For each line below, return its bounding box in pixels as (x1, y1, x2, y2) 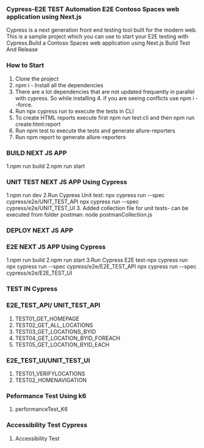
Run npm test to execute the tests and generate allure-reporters (15, 127, 175, 134)
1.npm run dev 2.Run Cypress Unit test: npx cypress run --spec (6, 192, 165, 199)
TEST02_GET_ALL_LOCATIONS (15, 321, 93, 328)
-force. (15, 101, 33, 108)
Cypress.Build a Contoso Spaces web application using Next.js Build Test (6, 39, 191, 47)
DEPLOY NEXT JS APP (6, 226, 74, 235)
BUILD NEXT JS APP (6, 148, 67, 157)
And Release (6, 46, 38, 53)
